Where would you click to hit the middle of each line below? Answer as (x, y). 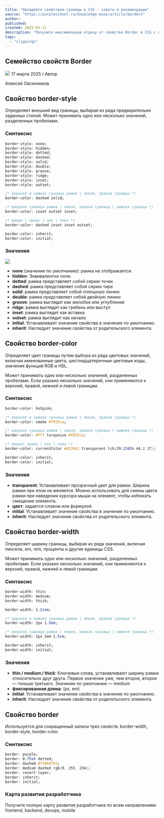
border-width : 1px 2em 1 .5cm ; (36, 637)
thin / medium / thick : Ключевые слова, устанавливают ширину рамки (85, 673)
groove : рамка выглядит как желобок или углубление (68, 302)
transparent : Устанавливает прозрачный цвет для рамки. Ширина (81, 485)
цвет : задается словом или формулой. (52, 506)
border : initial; (23, 782)
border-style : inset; (27, 180)
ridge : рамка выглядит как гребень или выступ (61, 307)
